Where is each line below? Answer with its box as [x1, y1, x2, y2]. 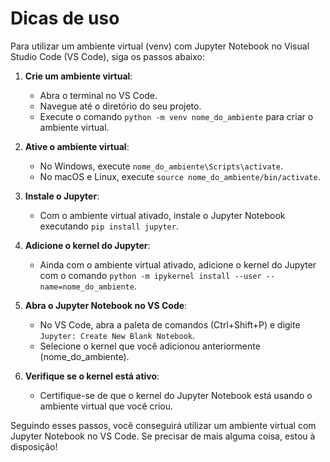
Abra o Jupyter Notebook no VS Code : [24, 299, 188, 311]
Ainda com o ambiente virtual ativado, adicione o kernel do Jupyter [39, 258, 317, 271]
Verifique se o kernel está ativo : [24, 370, 160, 382]
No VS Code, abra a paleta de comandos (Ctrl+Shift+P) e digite [39, 318, 301, 331]
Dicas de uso [10, 7, 120, 30]
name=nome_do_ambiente [39, 282, 135, 292]
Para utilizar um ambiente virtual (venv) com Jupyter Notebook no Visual [10, 40, 310, 52]
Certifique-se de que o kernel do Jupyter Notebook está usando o [39, 389, 313, 401]
